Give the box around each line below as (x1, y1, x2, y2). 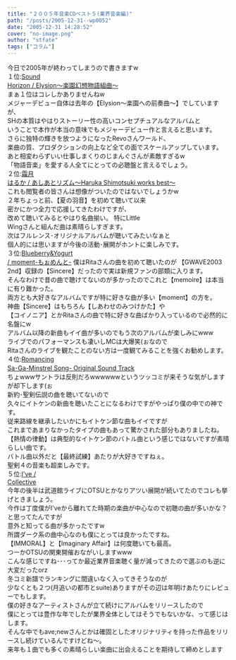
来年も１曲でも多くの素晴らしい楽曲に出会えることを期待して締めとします (7, 645, 223, 654)
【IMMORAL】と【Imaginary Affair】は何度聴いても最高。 (7, 539, 175, 548)
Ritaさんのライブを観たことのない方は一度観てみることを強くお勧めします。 (7, 346, 228, 354)
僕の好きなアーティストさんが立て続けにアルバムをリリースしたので (7, 601, 204, 609)
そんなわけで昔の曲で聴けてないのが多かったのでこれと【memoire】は (7, 276, 212, 283)
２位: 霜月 (7, 170, 35, 177)
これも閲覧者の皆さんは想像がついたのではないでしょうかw (7, 187, 180, 195)
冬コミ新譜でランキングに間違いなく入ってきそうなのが (7, 574, 168, 583)
